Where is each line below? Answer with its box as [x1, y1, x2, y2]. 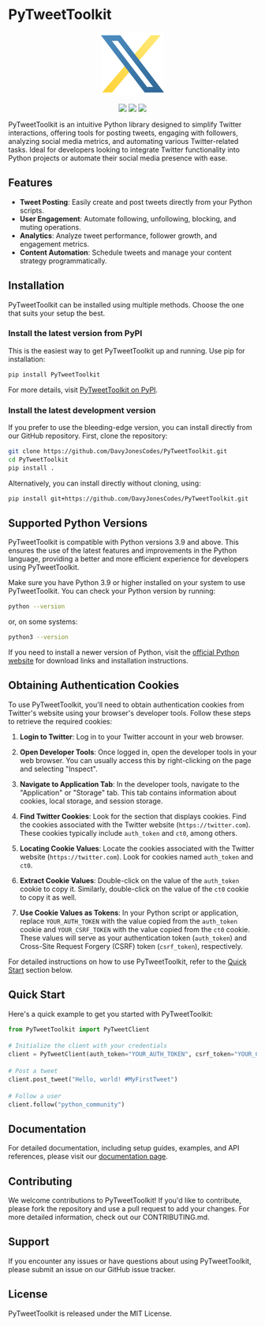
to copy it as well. [19, 892, 77, 902]
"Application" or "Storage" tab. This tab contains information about [19, 788, 237, 797]
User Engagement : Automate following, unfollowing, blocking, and [19, 213, 237, 223]
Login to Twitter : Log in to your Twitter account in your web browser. [19, 731, 244, 741]
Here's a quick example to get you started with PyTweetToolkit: [8, 1009, 213, 1018]
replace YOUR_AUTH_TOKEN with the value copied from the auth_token [19, 916, 238, 926]
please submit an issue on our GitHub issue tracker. [8, 1264, 176, 1274]
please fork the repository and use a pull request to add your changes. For [8, 1204, 250, 1214]
